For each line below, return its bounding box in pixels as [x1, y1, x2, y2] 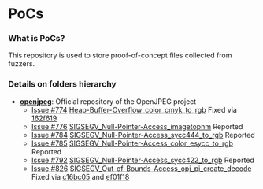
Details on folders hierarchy [8, 79, 117, 90]
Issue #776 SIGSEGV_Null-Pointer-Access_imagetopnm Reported [31, 121, 243, 131]
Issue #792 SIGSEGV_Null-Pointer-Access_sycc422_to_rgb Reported [31, 155, 254, 165]
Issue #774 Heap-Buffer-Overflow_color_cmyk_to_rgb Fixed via [31, 105, 238, 114]
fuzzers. [8, 59, 35, 69]
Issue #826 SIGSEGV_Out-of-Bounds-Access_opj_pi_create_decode [31, 163, 252, 173]
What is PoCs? [8, 33, 65, 44]
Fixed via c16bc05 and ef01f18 [31, 172, 130, 181]
